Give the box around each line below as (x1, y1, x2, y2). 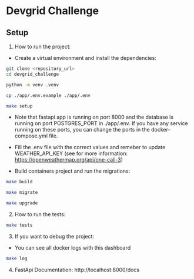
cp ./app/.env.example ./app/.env (6, 92, 91, 98)
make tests (6, 222, 33, 228)
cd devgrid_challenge (6, 71, 59, 77)
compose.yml (14, 132, 48, 139)
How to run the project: (14, 43, 71, 50)
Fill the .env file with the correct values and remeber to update (14, 144, 166, 151)
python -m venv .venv (6, 82, 59, 88)
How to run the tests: (14, 211, 66, 218)
